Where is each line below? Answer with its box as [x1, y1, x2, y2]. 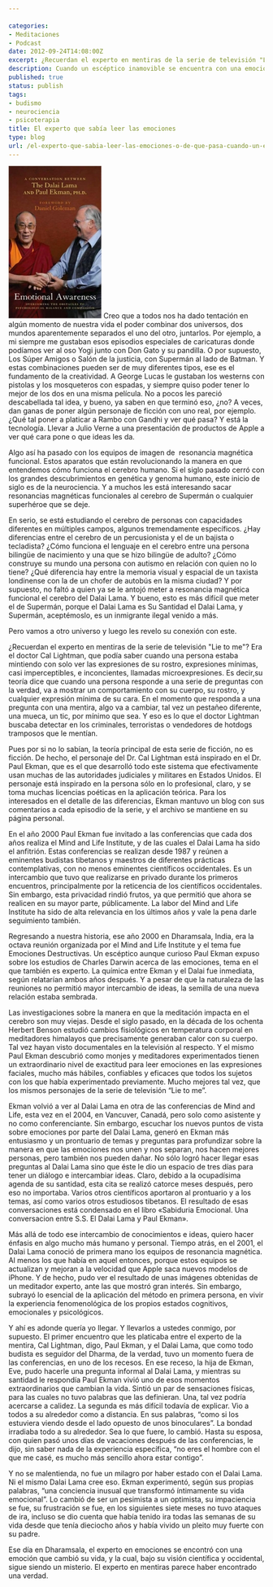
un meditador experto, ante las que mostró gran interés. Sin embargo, [8, 1281, 242, 1291]
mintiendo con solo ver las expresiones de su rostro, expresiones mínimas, [8, 659, 258, 669]
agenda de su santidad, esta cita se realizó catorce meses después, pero [8, 1178, 253, 1188]
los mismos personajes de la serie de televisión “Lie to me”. [8, 1085, 207, 1095]
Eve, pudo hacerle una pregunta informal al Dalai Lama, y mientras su [8, 1366, 241, 1375]
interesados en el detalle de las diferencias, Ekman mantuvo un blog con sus [8, 796, 265, 806]
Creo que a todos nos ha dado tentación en [102, 310, 249, 321]
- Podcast [8, 39, 42, 47]
